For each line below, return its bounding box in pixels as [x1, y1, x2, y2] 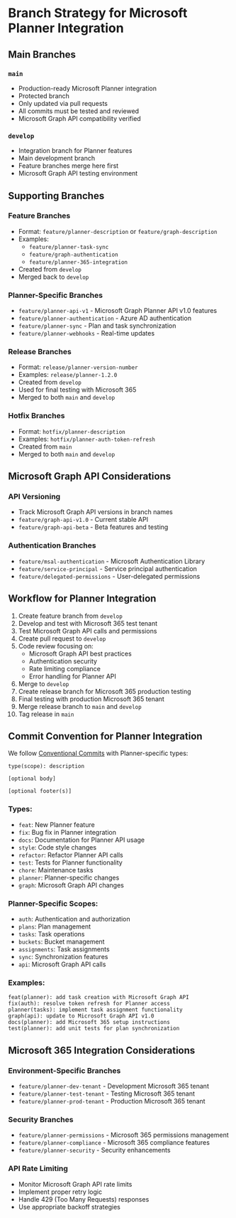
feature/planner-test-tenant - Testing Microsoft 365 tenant [18, 1089, 196, 1098]
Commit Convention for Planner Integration [8, 730, 203, 742]
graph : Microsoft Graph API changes [18, 880, 125, 890]
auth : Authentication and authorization [18, 914, 130, 923]
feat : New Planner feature [18, 820, 95, 829]
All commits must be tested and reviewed [18, 107, 140, 115]
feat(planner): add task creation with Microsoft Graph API [8, 994, 190, 1001]
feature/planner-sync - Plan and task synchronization [18, 321, 176, 330]
